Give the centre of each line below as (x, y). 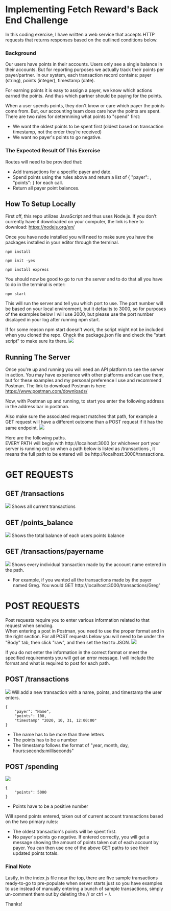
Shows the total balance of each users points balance (68, 535)
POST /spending (32, 767)
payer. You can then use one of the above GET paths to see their (81, 848)
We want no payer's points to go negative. (57, 137)
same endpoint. (22, 428)
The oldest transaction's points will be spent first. (65, 832)
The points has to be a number (45, 740)
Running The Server (38, 357)
